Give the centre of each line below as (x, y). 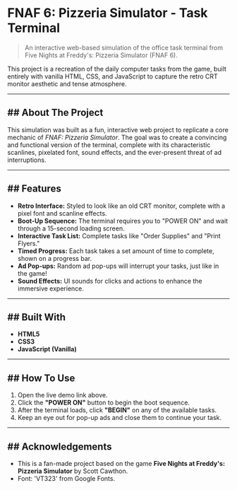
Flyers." (29, 243)
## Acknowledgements (60, 447)
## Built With (36, 317)
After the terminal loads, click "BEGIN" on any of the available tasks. (117, 410)
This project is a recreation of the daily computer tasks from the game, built (117, 69)
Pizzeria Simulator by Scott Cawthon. (73, 471)
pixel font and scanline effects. (62, 213)
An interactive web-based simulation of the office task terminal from (124, 47)
